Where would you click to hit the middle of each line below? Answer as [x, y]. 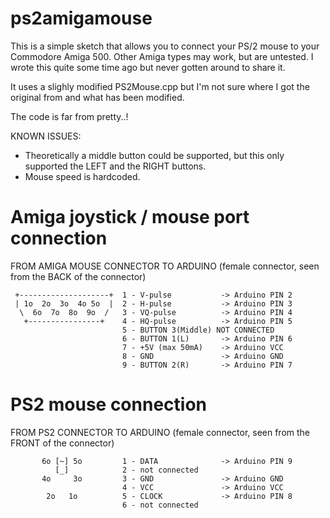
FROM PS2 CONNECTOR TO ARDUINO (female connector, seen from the [160, 432]
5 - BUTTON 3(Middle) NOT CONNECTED [198, 330]
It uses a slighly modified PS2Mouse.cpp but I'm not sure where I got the [160, 86]
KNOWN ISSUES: [46, 136]
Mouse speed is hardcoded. [82, 176]
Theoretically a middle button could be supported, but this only [154, 155]
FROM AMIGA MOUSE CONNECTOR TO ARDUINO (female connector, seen [165, 266]
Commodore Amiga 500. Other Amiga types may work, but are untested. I [162, 56]
